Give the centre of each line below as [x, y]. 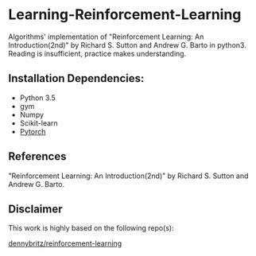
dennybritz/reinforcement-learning [65, 243]
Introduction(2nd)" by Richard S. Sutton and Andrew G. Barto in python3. [127, 45]
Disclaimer [35, 209]
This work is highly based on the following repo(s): [91, 228]
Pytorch [33, 131]
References [37, 157]
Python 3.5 [37, 98]
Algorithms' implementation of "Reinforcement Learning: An [106, 37]
